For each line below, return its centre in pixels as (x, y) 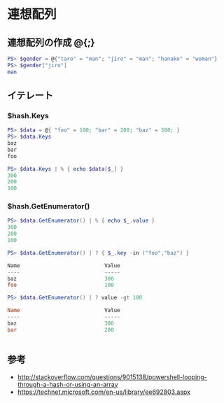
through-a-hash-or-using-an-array (68, 384)
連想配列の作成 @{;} (51, 42)
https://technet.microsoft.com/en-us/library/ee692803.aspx (104, 392)
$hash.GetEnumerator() (49, 206)
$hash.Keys (28, 115)
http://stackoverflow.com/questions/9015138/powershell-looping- (112, 377)
